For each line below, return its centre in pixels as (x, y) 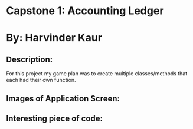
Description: (30, 59)
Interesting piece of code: (55, 118)
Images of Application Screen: (63, 98)
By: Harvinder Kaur (54, 38)
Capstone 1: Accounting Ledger (85, 11)
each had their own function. (41, 80)
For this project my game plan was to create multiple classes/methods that (97, 74)
